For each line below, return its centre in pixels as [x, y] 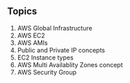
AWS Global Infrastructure [55, 28]
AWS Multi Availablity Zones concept [70, 64]
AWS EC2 [31, 35]
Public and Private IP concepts [61, 50]
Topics [22, 11]
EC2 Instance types [46, 57]
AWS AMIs [32, 43]
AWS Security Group [47, 72]
